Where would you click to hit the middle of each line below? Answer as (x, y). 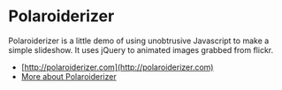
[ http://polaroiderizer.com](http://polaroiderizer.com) (117, 67)
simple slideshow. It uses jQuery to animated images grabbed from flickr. (141, 49)
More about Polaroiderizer (69, 76)
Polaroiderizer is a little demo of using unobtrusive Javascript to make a (139, 41)
